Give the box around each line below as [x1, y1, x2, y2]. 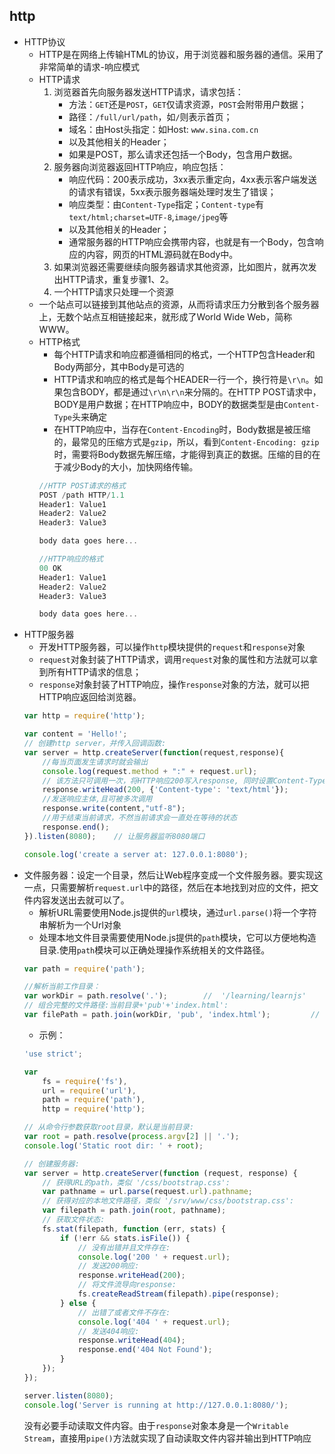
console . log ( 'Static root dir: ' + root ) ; [23, 1140, 204, 1151]
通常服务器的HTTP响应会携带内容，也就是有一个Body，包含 [68, 235, 316, 248]
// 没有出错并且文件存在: [77, 1242, 171, 1253]
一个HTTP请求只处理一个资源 [53, 285, 174, 298]
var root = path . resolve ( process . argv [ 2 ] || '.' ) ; [23, 1132, 240, 1142]
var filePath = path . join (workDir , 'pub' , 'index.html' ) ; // [23, 1010, 321, 1020]
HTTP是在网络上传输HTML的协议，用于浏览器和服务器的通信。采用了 [38, 48, 325, 60]
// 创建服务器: [23, 1159, 80, 1169]
